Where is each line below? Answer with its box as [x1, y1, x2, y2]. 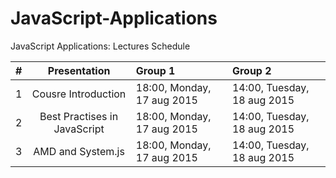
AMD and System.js [33, 144, 125, 158]
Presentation [47, 63, 111, 77]
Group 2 [231, 63, 272, 77]
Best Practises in [39, 109, 119, 123]
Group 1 [135, 63, 176, 77]
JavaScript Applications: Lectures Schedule [10, 40, 191, 52]
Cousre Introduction [31, 87, 127, 101]
